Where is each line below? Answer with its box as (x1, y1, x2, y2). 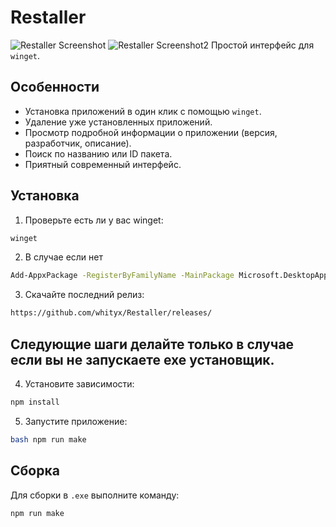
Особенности (10, 79, 100, 96)
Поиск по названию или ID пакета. (24, 147, 173, 160)
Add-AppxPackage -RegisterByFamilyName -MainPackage (10, 271, 235, 281)
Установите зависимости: (24, 378, 135, 390)
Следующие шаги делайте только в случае (10, 336, 295, 353)
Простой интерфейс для (210, 39, 315, 51)
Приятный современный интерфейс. (24, 158, 182, 170)
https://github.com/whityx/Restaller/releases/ (10, 308, 213, 318)
